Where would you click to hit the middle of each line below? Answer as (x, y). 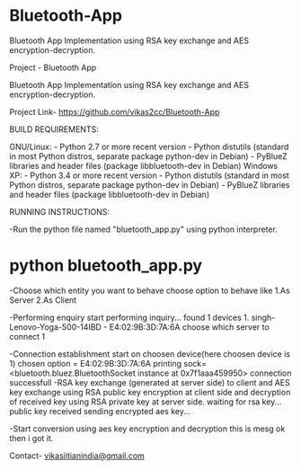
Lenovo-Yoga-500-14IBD (55, 327)
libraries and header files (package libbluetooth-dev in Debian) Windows (144, 165)
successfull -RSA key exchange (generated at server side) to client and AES (150, 382)
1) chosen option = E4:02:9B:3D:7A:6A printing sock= (108, 363)
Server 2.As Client (43, 300)
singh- (263, 317)
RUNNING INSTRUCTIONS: (60, 211)
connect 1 (27, 336)
